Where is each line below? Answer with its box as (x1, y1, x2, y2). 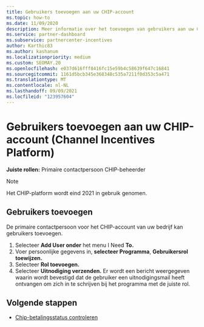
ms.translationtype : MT (6, 77, 67, 83)
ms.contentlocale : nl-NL (6, 83, 69, 89)
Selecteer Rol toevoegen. (15, 261, 80, 268)
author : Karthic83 (6, 43, 53, 49)
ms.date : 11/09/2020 (6, 20, 59, 26)
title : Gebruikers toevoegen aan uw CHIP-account (6, 9, 135, 15)
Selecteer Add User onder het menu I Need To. (15, 241, 134, 249)
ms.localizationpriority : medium (6, 54, 91, 60)
